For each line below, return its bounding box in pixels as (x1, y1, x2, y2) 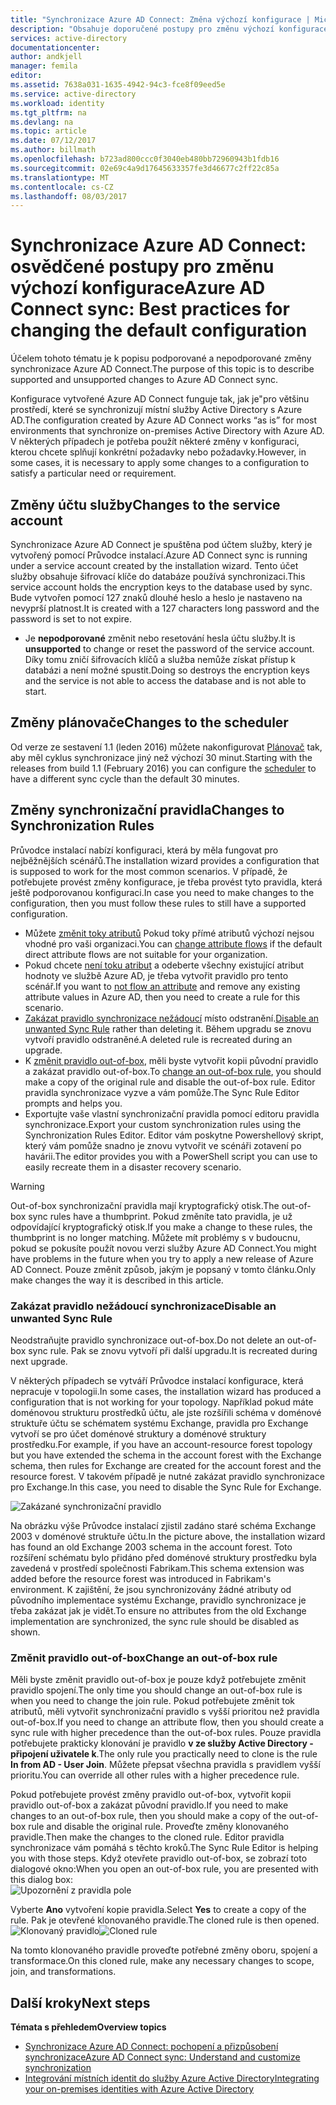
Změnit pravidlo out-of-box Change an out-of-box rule (10, 1651, 278, 1665)
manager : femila (10, 61, 78, 71)
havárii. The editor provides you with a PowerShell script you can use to (24, 1150, 318, 1162)
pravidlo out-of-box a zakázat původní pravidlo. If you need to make (10, 1799, 289, 1811)
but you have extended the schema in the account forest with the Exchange (10, 1449, 322, 1461)
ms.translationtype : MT (10, 172, 110, 183)
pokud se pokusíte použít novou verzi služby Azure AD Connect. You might (10, 1242, 317, 1254)
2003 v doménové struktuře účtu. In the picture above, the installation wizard (10, 1530, 326, 1542)
